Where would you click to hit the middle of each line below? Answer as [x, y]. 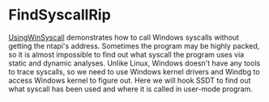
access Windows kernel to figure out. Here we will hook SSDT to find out [130, 80]
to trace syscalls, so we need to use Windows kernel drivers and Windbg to [134, 71]
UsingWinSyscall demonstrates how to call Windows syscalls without [124, 37]
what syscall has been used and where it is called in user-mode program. [131, 89]
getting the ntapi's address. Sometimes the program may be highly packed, [134, 45]
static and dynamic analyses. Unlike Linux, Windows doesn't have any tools [134, 63]
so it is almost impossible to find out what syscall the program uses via [126, 54]
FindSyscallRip [60, 15]
